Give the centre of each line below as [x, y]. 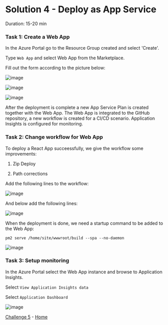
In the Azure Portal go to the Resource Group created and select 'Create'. [82, 48]
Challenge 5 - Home [27, 317]
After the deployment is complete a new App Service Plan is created [77, 107]
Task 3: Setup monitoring [37, 261]
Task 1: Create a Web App [38, 37]
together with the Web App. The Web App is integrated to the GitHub [78, 113]
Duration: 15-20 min [26, 24]
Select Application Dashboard [37, 297]
